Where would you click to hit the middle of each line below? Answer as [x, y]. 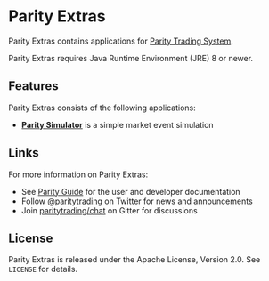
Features [33, 86]
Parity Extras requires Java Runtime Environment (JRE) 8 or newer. [131, 58]
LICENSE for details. [43, 269]
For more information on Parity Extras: [78, 174]
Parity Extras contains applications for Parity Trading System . [121, 41]
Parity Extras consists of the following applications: [102, 108]
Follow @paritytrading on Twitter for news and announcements [137, 201]
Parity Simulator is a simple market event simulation [118, 124]
